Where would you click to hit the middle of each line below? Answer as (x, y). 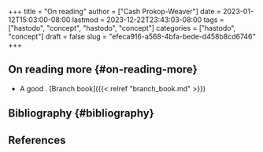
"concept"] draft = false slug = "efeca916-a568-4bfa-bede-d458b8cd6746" (132, 36)
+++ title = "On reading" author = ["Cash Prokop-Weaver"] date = (115, 11)
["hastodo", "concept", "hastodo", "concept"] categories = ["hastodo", (122, 28)
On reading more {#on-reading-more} (103, 70)
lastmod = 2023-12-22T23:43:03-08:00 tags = (148, 20)
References (37, 140)
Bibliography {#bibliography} (81, 113)
